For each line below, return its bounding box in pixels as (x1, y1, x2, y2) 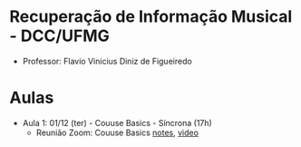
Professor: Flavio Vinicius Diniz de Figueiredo (22, 55, 192, 66)
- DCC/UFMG (9, 25, 111, 46)
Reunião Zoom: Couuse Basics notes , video (35, 127, 199, 138)
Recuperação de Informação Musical (9, 6, 293, 27)
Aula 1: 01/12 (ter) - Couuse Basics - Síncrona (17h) (22, 117, 213, 128)
